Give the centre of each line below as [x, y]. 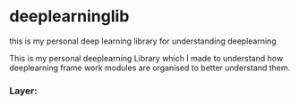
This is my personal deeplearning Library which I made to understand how [146, 58]
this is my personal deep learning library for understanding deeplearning [143, 41]
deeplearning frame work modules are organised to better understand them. [150, 68]
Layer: [23, 91]
